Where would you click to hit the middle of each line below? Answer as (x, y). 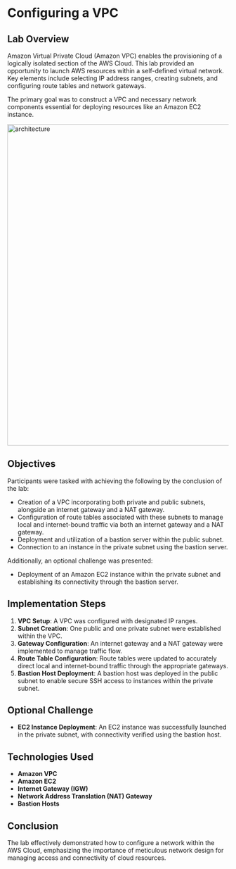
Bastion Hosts (38, 804)
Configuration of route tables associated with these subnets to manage (120, 517)
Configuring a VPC (63, 13)
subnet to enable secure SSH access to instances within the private (115, 680)
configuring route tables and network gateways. (77, 86)
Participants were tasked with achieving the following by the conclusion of (115, 481)
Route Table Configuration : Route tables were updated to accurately (117, 658)
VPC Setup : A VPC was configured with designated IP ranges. (107, 620)
